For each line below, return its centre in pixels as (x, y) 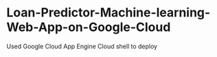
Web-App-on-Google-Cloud (89, 27)
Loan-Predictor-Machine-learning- (108, 13)
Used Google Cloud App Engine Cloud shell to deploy (82, 46)
